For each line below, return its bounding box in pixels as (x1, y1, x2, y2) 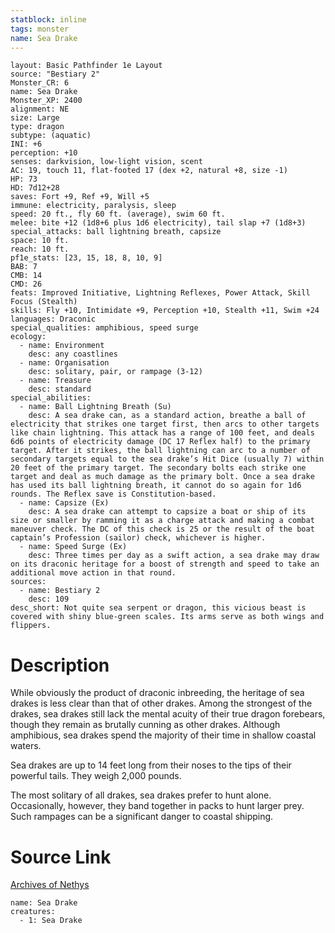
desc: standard (28, 384, 92, 395)
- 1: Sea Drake (19, 916, 83, 926)
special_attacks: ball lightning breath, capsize (10, 227, 222, 237)
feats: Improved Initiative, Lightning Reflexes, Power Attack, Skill (10, 288, 311, 298)
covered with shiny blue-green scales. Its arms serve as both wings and (10, 612, 325, 622)
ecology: (10, 332, 47, 342)
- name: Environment (19, 341, 105, 351)
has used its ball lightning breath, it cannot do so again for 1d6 (10, 481, 302, 491)
